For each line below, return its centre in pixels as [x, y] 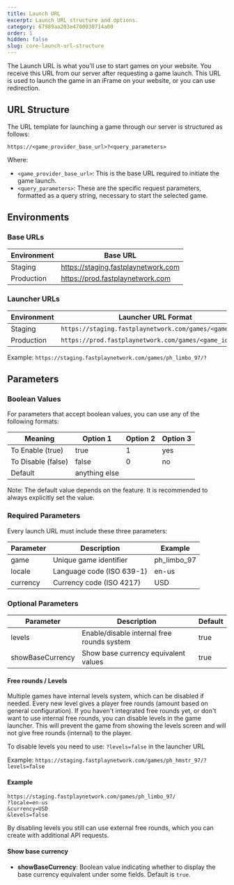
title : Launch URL [34, 14]
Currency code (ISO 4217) [97, 582]
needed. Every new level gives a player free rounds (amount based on [108, 703]
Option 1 [97, 439]
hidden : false [28, 40]
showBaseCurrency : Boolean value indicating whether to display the [116, 867]
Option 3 [177, 439]
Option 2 [140, 439]
